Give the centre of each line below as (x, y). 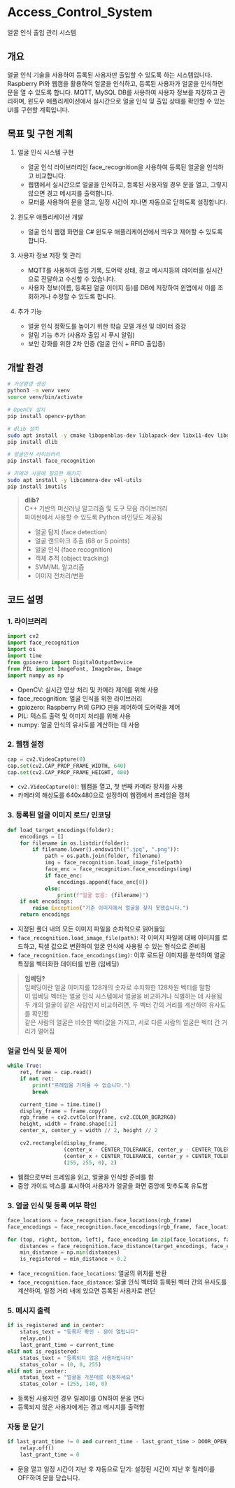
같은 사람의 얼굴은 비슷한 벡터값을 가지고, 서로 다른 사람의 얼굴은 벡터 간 (122, 1022)
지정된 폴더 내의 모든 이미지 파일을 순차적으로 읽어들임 (91, 929)
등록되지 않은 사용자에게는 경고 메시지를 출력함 (81, 1407)
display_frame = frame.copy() (64, 1111)
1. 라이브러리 (27, 622)
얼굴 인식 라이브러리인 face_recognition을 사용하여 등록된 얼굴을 (116, 167)
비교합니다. (50, 176)
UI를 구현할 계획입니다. (38, 110)
